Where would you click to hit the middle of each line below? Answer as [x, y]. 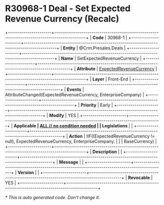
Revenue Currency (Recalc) [62, 19]
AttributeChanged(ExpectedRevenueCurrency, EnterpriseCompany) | [75, 94]
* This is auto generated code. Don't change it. [53, 197]
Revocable [139, 177]
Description [105, 151]
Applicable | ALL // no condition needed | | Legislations [71, 125]
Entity [69, 48]
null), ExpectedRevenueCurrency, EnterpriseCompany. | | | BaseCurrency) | [81, 141]
